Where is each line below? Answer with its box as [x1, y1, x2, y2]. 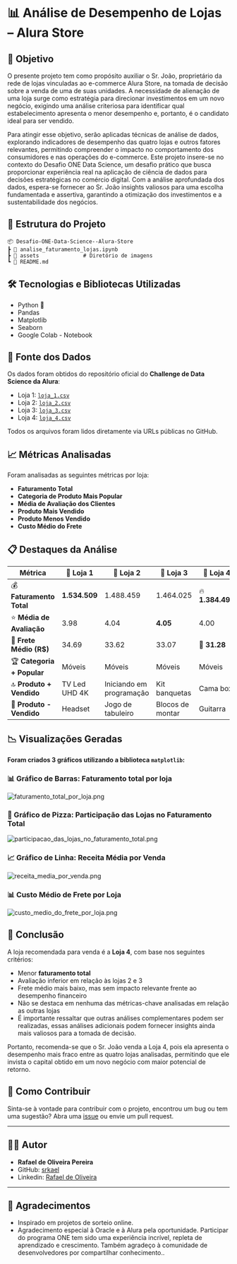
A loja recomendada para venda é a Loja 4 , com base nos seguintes [7, 947, 205, 956]
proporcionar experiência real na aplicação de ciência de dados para [7, 168, 207, 176]
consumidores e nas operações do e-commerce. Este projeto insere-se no [7, 153, 224, 161]
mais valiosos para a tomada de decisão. [17, 1029, 136, 1037]
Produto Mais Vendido [17, 507, 85, 516]
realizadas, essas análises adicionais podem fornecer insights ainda [17, 1021, 215, 1029]
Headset [61, 704, 90, 714]
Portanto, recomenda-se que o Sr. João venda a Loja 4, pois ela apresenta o [7, 1042, 229, 1051]
